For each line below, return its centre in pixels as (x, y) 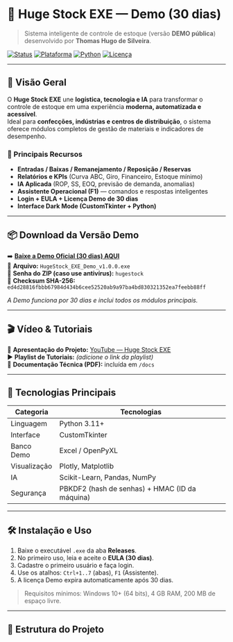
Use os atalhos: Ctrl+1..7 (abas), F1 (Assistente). (88, 573)
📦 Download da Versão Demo (73, 235)
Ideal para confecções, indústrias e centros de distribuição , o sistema (109, 121)
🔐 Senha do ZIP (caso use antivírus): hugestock (76, 273)
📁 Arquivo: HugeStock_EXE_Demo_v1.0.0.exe (69, 266)
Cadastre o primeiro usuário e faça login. (76, 566)
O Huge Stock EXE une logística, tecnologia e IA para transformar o (105, 99)
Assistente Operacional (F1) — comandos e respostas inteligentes (112, 192)
